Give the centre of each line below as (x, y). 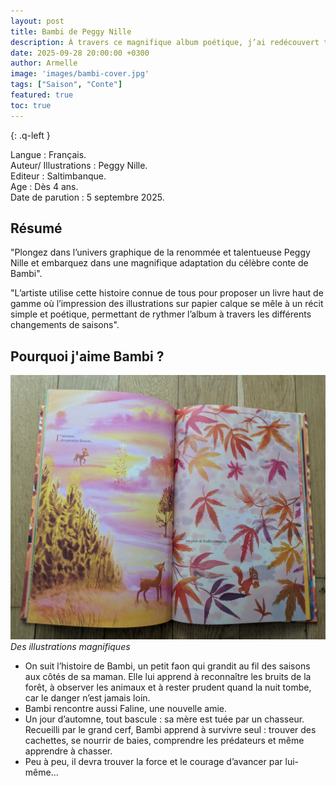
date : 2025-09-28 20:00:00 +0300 (80, 53)
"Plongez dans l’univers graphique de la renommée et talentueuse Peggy (160, 252)
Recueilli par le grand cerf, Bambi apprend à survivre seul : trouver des (170, 729)
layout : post (37, 21)
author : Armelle (44, 63)
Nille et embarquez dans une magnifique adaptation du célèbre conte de (159, 263)
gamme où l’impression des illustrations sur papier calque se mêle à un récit (167, 304)
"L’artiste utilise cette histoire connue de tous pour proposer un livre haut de (167, 293)
